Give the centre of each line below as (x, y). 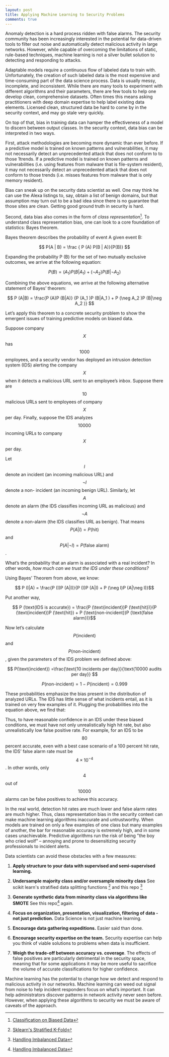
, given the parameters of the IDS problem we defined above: (68, 659)
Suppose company (25, 328)
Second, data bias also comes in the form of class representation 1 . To (77, 216)
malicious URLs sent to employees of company (54, 402)
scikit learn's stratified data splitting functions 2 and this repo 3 (77, 887)
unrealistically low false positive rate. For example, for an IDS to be (74, 730)
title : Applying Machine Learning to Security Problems (65, 15)
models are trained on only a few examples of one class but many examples (84, 825)
